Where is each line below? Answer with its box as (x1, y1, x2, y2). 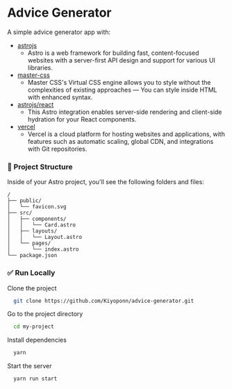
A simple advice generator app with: (7, 28, 111, 36)
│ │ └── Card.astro (7, 222, 76, 229)
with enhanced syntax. (27, 92, 93, 101)
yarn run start (13, 375, 58, 383)
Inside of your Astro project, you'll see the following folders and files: (7, 178, 205, 186)
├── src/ (7, 210, 33, 217)
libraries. (27, 63, 53, 72)
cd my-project (13, 323, 54, 331)
